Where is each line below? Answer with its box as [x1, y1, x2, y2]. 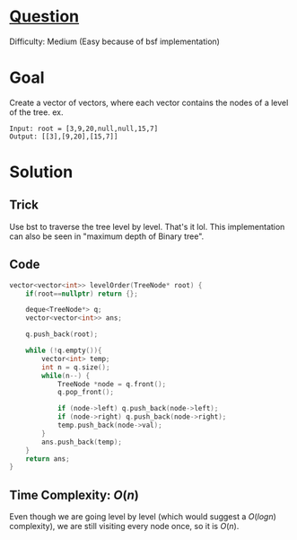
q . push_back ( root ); [25, 330, 99, 339]
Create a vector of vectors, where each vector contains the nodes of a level [9, 97, 289, 108]
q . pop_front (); [57, 388, 115, 397]
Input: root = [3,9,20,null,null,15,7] [9, 124, 159, 133]
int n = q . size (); [41, 362, 110, 372]
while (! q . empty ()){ [25, 346, 102, 356]
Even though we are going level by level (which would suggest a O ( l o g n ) [9, 511, 276, 522]
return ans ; [25, 454, 70, 464]
